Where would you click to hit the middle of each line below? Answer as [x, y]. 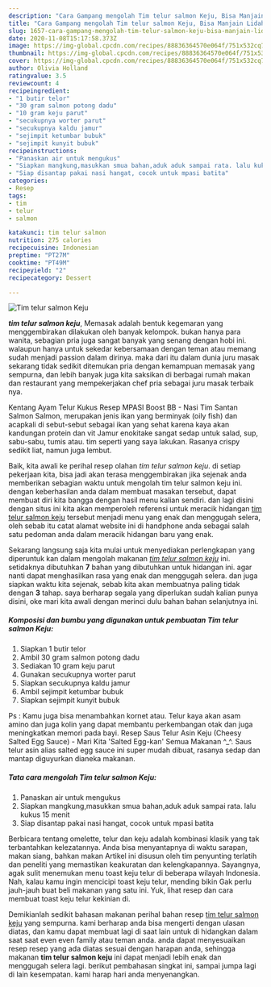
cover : [19, 61]
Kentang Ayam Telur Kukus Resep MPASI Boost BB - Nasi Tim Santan [123, 407]
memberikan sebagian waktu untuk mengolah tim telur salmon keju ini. [125, 483]
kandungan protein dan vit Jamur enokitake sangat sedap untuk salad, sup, [133, 433]
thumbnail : [27, 53]
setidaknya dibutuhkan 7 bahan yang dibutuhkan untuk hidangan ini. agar [130, 567]
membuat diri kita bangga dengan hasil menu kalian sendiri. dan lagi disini [131, 500]
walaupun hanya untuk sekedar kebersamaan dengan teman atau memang [132, 349]
